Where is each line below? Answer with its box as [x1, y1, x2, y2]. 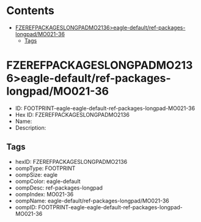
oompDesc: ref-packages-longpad [15, 184, 103, 191]
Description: [15, 124, 46, 131]
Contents [6, 4, 55, 18]
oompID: [15, 203, 37, 211]
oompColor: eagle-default [15, 177, 81, 185]
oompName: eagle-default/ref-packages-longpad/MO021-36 [15, 197, 169, 204]
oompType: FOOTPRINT [15, 165, 76, 172]
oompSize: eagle [15, 171, 58, 178]
